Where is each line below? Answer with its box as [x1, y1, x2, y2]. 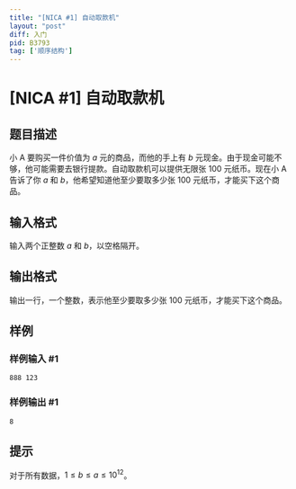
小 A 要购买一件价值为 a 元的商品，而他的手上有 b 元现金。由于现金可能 [9, 152, 274, 163]
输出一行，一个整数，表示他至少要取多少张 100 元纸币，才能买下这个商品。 [9, 294, 288, 306]
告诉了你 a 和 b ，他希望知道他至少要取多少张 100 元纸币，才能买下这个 [9, 174, 273, 185]
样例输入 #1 [9, 352, 58, 365]
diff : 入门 [9, 30, 48, 39]
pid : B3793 [9, 38, 50, 48]
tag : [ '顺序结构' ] [9, 47, 74, 56]
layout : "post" [9, 22, 67, 31]
